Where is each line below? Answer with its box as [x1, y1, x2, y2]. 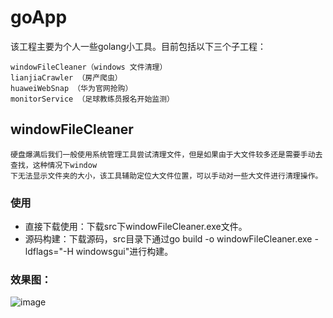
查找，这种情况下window [10, 160, 98, 170]
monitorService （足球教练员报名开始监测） [10, 94, 175, 104]
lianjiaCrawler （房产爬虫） [10, 72, 123, 83]
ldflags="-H [24, 246, 74, 258]
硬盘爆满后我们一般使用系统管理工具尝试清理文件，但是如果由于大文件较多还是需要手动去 [10, 149, 323, 160]
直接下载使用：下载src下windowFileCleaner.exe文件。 [24, 221, 248, 233]
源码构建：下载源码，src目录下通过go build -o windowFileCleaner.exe [24, 233, 313, 245]
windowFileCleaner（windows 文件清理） [10, 62, 168, 72]
